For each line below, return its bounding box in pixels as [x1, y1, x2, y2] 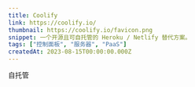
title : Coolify [8, 11, 58, 20]
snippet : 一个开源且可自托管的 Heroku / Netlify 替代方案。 [8, 33, 191, 42]
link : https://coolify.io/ [8, 19, 97, 27]
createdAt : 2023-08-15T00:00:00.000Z [8, 48, 132, 56]
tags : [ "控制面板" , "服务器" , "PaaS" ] [8, 41, 127, 49]
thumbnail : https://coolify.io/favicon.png [8, 26, 153, 34]
